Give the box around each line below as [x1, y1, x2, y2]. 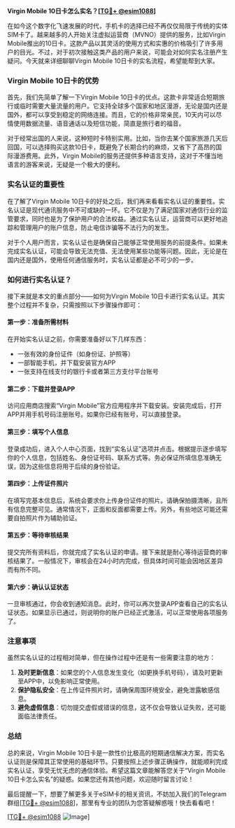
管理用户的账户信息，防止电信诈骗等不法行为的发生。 [19, 223, 173, 232]
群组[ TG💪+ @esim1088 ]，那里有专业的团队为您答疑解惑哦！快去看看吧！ [7, 798, 217, 807]
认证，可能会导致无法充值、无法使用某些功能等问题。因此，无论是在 [31, 246, 228, 255]
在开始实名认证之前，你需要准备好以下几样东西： [7, 335, 148, 344]
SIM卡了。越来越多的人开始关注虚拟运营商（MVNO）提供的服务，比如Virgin [7, 31, 226, 38]
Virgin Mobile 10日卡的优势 [7, 76, 99, 85]
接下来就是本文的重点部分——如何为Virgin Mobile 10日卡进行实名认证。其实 [7, 292, 225, 300]
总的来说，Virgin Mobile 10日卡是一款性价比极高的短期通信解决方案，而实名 [7, 748, 225, 757]
